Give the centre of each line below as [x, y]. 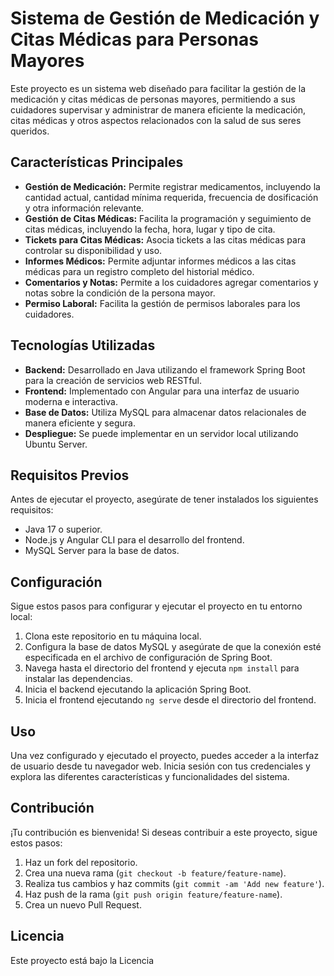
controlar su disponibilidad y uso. [93, 250]
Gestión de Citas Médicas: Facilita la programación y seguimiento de [168, 218]
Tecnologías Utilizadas [83, 345]
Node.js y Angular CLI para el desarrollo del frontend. [134, 540]
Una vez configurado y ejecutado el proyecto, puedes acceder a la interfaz [165, 755]
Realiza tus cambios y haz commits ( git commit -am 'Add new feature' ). [174, 883]
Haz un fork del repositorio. [81, 862]
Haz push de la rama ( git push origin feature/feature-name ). [153, 894]
